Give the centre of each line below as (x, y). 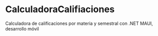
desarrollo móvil (22, 28)
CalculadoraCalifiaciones (60, 9)
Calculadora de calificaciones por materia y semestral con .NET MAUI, (79, 23)
